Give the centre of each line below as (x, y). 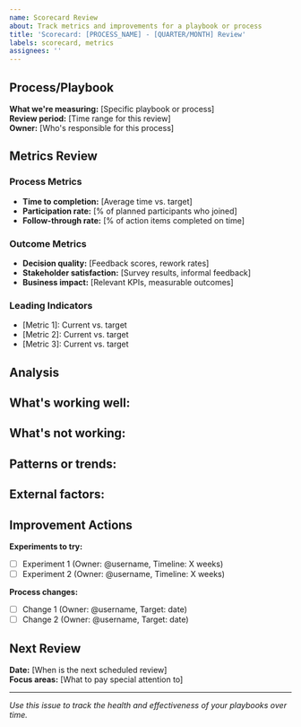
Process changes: (44, 592)
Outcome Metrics (48, 243)
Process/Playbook (62, 88)
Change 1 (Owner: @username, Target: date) (105, 609)
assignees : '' (36, 51)
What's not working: (68, 433)
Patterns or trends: (63, 464)
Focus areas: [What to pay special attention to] (96, 679)
